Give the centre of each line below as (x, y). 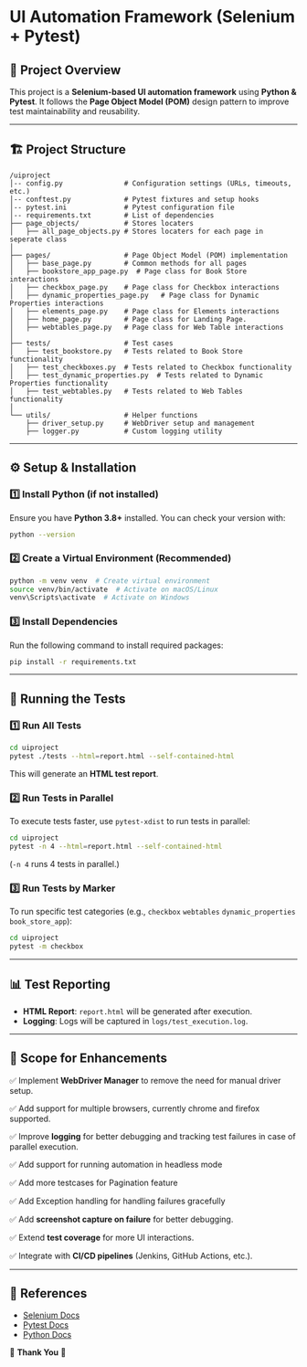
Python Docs (47, 1335)
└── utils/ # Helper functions (104, 415)
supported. (30, 1118)
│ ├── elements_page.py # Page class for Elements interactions (145, 311)
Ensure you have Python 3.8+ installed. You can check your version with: (148, 517)
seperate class (38, 239)
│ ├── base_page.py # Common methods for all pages (128, 263)
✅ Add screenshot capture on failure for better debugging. (122, 1219)
